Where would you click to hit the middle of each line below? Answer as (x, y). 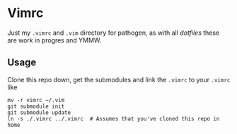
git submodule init (36, 106)
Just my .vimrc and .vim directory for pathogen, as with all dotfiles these (114, 33)
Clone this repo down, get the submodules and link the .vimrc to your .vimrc (119, 79)
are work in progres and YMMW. (54, 40)
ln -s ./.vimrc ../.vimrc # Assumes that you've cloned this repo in (114, 118)
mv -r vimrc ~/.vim (36, 100)
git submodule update (39, 112)
